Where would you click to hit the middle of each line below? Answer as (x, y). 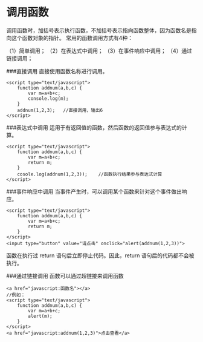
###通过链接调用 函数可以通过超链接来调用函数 (65, 275)
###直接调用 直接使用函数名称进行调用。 (57, 71)
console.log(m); (48, 98)
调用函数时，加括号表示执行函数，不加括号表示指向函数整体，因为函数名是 (99, 30)
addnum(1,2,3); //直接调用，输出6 (60, 110)
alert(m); (40, 316)
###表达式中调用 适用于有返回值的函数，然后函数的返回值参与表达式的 (94, 127)
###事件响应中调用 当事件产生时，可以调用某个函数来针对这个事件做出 (94, 191)
